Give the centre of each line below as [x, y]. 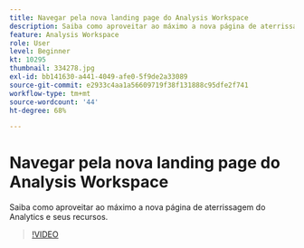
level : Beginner [40, 52]
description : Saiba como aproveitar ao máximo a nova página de [133, 26]
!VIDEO [45, 234]
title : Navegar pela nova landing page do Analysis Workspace [129, 18]
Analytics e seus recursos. [59, 217]
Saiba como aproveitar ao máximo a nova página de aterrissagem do [138, 207]
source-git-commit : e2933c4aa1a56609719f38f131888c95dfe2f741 [129, 85]
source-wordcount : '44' [54, 102]
